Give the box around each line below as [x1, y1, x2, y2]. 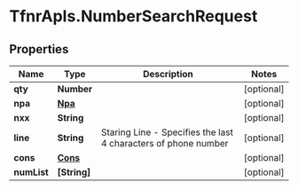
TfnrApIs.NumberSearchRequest [9, 6, 258, 27]
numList [13, 166, 49, 178]
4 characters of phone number [100, 138, 229, 149]
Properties [9, 42, 69, 57]
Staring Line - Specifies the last [100, 126, 233, 139]
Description [143, 68, 193, 80]
